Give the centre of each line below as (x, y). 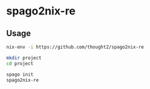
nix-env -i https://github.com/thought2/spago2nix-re (75, 47)
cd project (20, 63)
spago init (20, 74)
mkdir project (24, 58)
